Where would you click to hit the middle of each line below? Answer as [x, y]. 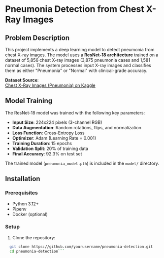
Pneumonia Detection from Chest [75, 9]
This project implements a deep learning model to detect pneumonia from [80, 50]
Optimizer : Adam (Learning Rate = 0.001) [54, 138]
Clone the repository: [34, 237]
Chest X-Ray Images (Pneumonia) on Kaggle [50, 85]
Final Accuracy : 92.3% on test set [47, 153]
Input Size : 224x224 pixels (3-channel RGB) [57, 122]
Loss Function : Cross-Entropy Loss [48, 133]
